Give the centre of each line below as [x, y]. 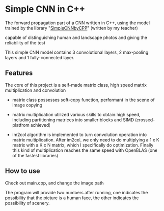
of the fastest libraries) [35, 155]
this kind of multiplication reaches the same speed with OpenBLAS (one [85, 150]
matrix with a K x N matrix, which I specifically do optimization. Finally [83, 145]
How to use [23, 171]
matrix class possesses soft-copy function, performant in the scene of [83, 100]
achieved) [40, 125]
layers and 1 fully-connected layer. [40, 57]
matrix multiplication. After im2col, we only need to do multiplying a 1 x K [86, 140]
